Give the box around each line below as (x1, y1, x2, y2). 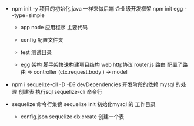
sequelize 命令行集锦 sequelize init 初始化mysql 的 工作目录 (11, 101, 156, 107)
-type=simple (11, 12, 45, 19)
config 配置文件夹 (20, 36, 63, 43)
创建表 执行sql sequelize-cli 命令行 (18, 88, 103, 95)
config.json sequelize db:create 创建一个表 (20, 113, 125, 120)
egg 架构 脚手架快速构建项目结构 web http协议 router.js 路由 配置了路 (20, 61, 188, 68)
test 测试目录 (20, 49, 52, 56)
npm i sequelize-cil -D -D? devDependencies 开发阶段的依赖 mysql (11, 81, 175, 88)
